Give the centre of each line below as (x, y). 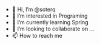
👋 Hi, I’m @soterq (34, 9)
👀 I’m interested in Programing (50, 16)
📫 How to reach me (37, 36)
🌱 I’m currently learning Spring (50, 22)
